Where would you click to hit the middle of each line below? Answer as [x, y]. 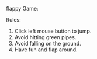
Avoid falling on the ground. [48, 44]
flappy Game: [22, 8]
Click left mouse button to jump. [53, 31]
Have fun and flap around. [46, 50]
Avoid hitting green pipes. [45, 37]
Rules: [14, 20]
